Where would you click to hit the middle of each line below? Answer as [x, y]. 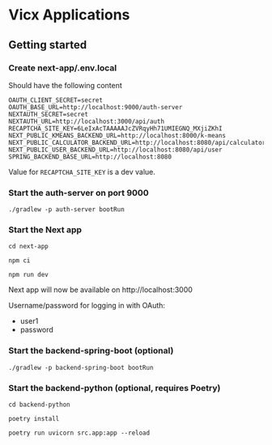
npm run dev [28, 275]
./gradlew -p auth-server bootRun [67, 210]
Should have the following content [66, 85]
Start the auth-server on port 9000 [79, 193]
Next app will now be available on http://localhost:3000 [100, 290]
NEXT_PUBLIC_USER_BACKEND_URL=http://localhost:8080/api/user [115, 150]
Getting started [48, 45]
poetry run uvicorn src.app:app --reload [79, 433]
